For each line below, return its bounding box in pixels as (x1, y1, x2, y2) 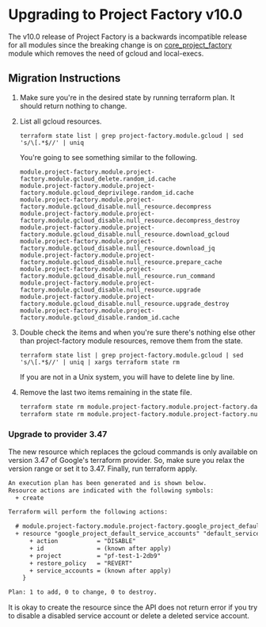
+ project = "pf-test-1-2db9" (28, 552, 161, 560)
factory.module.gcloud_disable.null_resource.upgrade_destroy (19, 300, 230, 308)
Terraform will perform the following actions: (8, 508, 169, 516)
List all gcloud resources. (19, 117, 102, 126)
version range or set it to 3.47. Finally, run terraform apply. (8, 464, 198, 473)
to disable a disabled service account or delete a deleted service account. (8, 611, 249, 621)
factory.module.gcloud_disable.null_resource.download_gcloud (19, 230, 230, 239)
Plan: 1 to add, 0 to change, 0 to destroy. (8, 588, 158, 596)
